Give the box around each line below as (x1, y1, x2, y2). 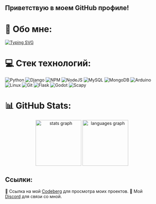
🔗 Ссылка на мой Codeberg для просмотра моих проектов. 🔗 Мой (5, 188, 143, 194)
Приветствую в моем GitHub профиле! (5, 4, 129, 12)
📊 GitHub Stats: (5, 100, 72, 111)
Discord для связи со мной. (5, 194, 62, 200)
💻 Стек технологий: (5, 58, 91, 69)
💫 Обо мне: (5, 23, 52, 35)
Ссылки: (5, 175, 33, 184)
